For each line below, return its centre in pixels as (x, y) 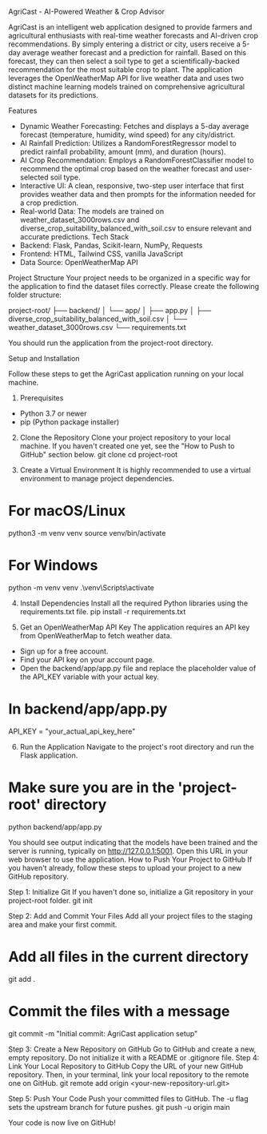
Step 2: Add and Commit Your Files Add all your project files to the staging (131, 915)
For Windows (53, 566)
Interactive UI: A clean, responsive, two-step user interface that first (132, 186)
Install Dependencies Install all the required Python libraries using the (134, 603)
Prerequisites (42, 398)
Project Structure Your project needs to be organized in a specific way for (130, 278)
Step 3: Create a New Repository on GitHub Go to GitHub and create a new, (132, 1049)
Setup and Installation (44, 358)
